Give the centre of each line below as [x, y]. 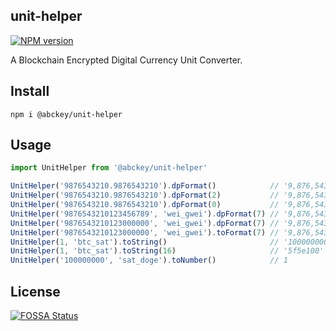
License [35, 291]
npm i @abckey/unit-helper [66, 114]
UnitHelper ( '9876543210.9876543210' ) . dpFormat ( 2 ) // [145, 195]
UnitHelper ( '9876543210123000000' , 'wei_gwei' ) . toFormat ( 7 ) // [145, 232]
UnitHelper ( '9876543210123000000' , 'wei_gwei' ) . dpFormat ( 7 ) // [145, 223]
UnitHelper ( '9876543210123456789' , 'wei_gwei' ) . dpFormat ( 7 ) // [145, 214]
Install [30, 91]
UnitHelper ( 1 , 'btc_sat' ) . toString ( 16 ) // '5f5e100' [167, 251]
